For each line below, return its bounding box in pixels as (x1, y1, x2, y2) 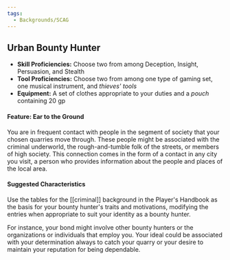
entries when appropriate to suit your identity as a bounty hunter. (7, 210, 191, 218)
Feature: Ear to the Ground (7, 112, 84, 120)
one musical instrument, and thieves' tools (16, 82, 137, 90)
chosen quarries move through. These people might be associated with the (7, 135, 220, 143)
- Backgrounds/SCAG (13, 17, 69, 23)
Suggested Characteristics (7, 180, 86, 188)
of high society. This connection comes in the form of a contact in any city (7, 149, 218, 158)
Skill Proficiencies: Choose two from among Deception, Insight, (16, 60, 199, 69)
